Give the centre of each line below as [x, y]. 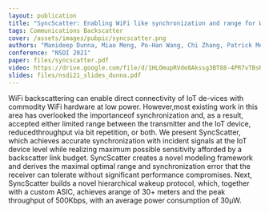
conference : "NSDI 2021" [50, 53]
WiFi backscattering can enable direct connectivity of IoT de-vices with [126, 98]
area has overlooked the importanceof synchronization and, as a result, [126, 115]
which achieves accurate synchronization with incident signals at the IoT [128, 140]
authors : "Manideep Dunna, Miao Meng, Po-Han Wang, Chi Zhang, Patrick [130, 46]
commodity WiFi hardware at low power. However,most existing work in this [133, 106]
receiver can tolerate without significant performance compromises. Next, [130, 175]
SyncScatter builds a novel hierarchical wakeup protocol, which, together [129, 183]
